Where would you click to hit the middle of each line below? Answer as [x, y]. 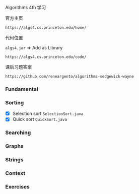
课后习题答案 [18, 67]
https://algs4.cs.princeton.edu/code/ [46, 57]
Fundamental [22, 89]
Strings [14, 160]
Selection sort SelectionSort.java [48, 114]
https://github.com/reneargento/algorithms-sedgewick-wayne [70, 77]
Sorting [15, 102]
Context [15, 173]
